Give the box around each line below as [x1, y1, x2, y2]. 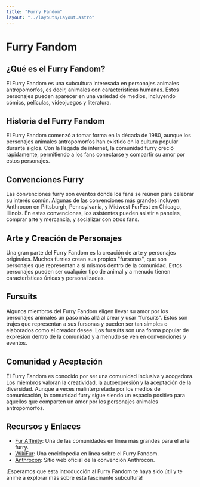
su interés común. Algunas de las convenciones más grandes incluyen [6, 197, 180, 204]
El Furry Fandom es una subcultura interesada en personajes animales [6, 79, 179, 87]
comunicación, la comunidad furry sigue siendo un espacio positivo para [6, 391, 186, 399]
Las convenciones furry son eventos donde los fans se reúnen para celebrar [6, 191, 194, 198]
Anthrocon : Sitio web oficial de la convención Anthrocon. [14, 457, 155, 464]
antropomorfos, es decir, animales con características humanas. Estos [6, 86, 179, 93]
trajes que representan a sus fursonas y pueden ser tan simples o [6, 320, 168, 327]
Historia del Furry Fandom [6, 116, 105, 126]
